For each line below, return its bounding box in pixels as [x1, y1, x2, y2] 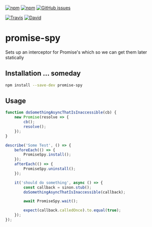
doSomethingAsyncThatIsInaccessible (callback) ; [23, 190, 126, 195]
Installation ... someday [5, 69, 81, 78]
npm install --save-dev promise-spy [5, 83, 83, 88]
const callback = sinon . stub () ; [23, 185, 92, 190]
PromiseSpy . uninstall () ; [23, 166, 76, 172]
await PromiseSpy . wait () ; [23, 199, 79, 204]
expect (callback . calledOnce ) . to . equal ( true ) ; [23, 208, 122, 213]
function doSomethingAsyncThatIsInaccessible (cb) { [5, 110, 117, 115]
